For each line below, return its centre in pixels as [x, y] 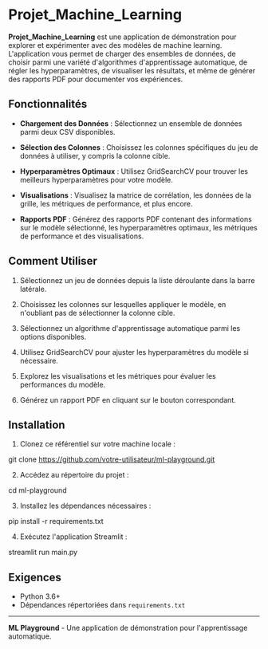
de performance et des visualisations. [82, 236]
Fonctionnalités [48, 104]
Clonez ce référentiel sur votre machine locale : [97, 444]
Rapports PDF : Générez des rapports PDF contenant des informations [136, 219]
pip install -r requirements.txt [56, 521]
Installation [37, 425]
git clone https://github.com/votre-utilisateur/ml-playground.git [112, 459]
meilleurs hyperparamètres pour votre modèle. [96, 179]
